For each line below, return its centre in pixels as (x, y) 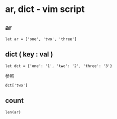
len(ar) (13, 112)
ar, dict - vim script (45, 9)
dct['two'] (16, 85)
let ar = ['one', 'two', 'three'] (41, 39)
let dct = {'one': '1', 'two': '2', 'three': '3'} (59, 66)
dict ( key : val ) (29, 54)
